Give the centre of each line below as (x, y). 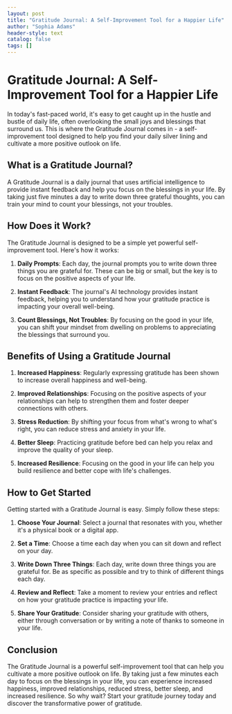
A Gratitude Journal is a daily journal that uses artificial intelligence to (106, 182)
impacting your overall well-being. (66, 306)
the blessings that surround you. (63, 334)
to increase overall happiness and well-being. (82, 380)
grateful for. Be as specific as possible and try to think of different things (121, 572)
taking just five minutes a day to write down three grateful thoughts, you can (116, 197)
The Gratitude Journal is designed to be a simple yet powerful (95, 243)
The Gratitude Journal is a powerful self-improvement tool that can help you (116, 667)
